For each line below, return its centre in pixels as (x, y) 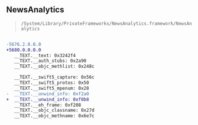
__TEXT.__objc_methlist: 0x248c (54, 67)
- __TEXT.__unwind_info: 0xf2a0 (48, 94)
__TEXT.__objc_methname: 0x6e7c (54, 116)
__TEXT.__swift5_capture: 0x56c (54, 77)
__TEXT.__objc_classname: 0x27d (54, 110)
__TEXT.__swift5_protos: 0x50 (52, 83)
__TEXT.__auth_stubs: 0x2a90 (50, 61)
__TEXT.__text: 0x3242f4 (45, 55)
